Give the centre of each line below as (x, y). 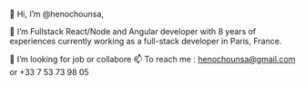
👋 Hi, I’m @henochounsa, (57, 14)
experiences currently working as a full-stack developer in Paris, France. (146, 41)
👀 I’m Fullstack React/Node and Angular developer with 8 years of (133, 31)
